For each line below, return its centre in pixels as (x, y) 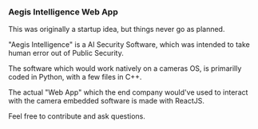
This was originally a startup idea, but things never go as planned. (117, 29)
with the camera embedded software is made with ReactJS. (107, 101)
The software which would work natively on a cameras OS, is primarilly (125, 68)
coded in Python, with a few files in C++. (75, 77)
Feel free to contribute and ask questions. (77, 116)
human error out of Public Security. (66, 53)
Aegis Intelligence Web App (63, 12)
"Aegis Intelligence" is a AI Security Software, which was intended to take (129, 45)
